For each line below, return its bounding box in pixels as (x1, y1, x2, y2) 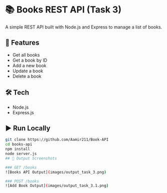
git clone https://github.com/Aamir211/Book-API (5, 137, 109, 142)
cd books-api (5, 142, 33, 147)
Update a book (12, 68, 44, 74)
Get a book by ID (12, 57, 48, 63)
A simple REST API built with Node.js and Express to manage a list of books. (5, 24, 162, 30)
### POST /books (5, 178, 39, 183)
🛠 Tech (5, 88, 29, 97)
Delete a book (12, 73, 42, 79)
